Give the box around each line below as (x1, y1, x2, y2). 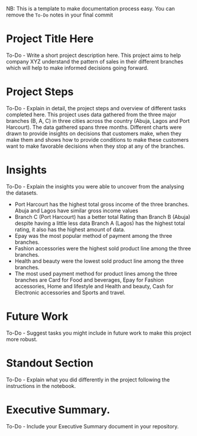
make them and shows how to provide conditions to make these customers (6, 136, 189, 143)
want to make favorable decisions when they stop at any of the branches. (6, 142, 185, 149)
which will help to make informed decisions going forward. (6, 64, 149, 71)
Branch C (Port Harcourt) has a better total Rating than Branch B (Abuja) (14, 213, 190, 220)
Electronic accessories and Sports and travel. (14, 289, 126, 296)
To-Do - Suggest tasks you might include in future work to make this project (6, 329, 192, 336)
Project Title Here (6, 32, 94, 46)
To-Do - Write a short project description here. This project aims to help (6, 52, 181, 59)
